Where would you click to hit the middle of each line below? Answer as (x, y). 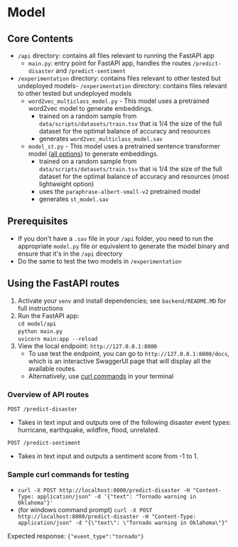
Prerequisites (38, 221)
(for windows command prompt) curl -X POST (85, 510)
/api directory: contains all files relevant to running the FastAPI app (116, 55)
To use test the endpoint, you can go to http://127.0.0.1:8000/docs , (129, 353)
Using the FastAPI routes (63, 284)
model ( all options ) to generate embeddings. (93, 154)
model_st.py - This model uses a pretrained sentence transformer (124, 146)
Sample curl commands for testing (68, 475)
